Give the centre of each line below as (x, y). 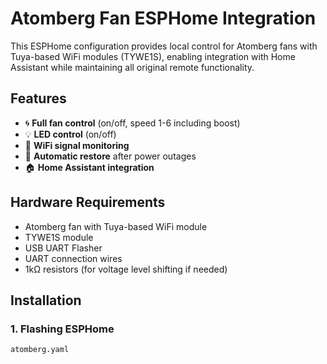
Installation (46, 300)
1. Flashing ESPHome (62, 329)
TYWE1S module (59, 237)
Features (38, 98)
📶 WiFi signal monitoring (77, 145)
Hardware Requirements (88, 202)
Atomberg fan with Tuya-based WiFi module (116, 226)
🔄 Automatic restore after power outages (110, 156)
